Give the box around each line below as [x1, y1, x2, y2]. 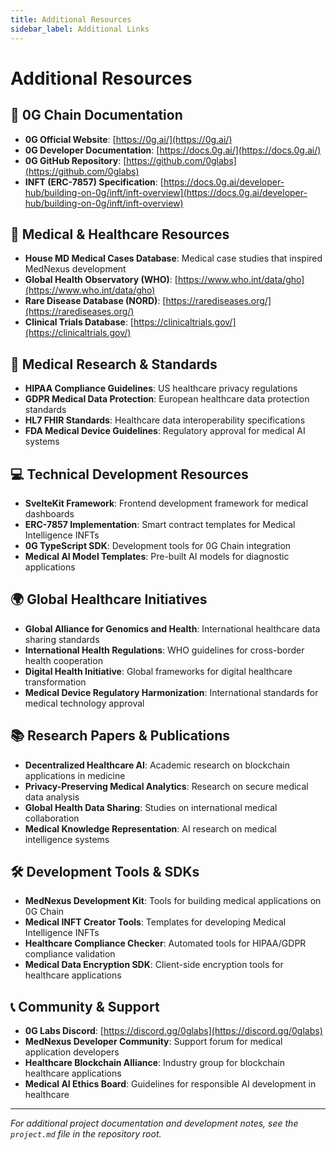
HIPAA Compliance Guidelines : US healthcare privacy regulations [24, 382, 298, 395]
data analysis [24, 791, 80, 803]
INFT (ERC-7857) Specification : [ [24, 176, 164, 188]
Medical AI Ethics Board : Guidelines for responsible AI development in [24, 1078, 317, 1090]
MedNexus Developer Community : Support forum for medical [24, 1036, 283, 1048]
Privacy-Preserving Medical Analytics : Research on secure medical [24, 780, 309, 792]
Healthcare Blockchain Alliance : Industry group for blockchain [24, 1057, 285, 1069]
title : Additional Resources [10, 14, 132, 25]
